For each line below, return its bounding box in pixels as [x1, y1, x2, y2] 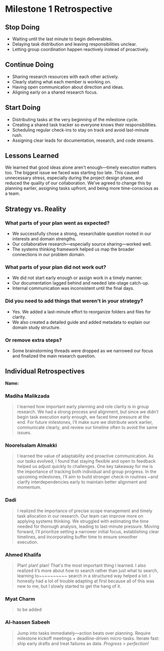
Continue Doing [5, 60, 54, 69]
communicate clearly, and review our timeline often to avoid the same [17, 424, 158, 430]
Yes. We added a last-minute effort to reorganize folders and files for [12, 309, 151, 314]
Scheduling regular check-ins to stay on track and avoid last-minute [12, 127, 149, 133]
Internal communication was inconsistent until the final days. [12, 286, 135, 291]
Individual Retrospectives [5, 367, 85, 376]
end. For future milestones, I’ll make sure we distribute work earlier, [17, 419, 153, 425]
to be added [17, 607, 42, 613]
